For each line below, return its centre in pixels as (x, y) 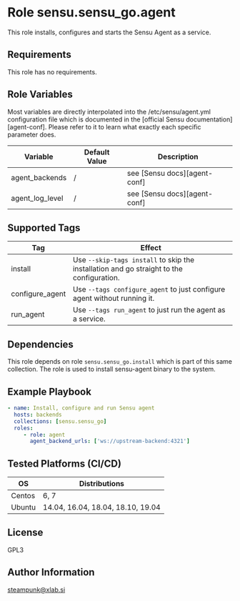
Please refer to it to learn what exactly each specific (125, 126)
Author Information (51, 572)
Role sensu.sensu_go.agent (92, 13)
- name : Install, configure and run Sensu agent (81, 408)
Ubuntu (24, 507)
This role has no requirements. (52, 71)
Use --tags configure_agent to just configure (149, 289)
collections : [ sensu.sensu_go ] (60, 421)
